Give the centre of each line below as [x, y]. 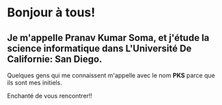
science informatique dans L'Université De [99, 48]
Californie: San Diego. [55, 59]
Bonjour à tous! [51, 13]
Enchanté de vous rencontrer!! [50, 96]
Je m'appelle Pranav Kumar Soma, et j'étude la [108, 38]
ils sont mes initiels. [35, 82]
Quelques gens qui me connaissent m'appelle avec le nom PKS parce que [111, 75]
